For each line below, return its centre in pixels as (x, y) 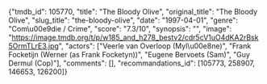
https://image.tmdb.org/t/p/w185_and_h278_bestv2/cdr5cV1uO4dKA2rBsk (135, 37)
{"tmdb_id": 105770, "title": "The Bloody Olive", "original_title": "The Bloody (133, 12)
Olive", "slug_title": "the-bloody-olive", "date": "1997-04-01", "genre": (123, 20)
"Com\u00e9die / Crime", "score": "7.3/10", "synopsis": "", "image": (120, 29)
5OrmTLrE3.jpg (33, 46)
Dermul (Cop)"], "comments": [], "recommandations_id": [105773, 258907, (132, 63)
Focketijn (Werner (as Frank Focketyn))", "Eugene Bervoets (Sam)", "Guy (129, 55)
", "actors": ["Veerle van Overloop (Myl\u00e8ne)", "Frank (155, 46)
